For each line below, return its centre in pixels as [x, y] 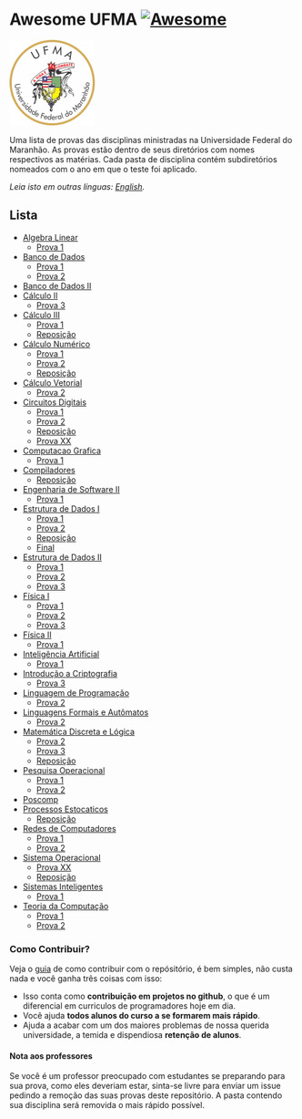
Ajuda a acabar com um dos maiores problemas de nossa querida [146, 1025]
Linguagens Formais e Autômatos [86, 712]
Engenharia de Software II [71, 489]
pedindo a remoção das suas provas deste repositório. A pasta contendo [146, 1095]
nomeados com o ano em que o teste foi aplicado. [103, 169]
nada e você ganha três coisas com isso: [86, 979]
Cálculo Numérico [56, 344]
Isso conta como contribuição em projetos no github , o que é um [146, 996]
